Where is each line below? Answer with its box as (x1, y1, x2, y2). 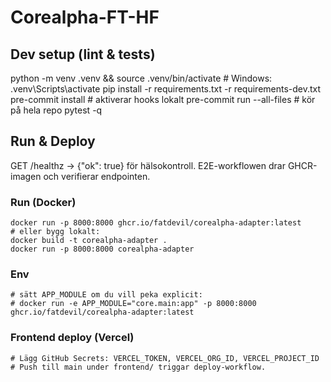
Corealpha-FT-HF (10, 6, 160, 29)
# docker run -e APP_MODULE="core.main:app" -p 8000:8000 (10, 299, 257, 309)
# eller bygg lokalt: (10, 227, 101, 237)
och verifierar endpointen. (43, 170, 151, 182)
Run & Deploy (10, 133, 96, 150)
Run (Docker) (10, 195, 77, 209)
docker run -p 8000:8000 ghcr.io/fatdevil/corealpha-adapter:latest (10, 218, 302, 228)
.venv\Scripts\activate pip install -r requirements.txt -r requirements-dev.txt (10, 83, 322, 95)
